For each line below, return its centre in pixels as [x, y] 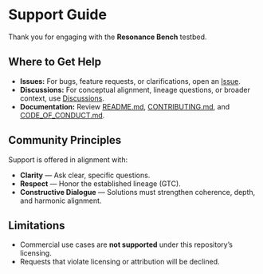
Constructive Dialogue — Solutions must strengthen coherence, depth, [137, 192]
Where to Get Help [55, 62]
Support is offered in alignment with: [68, 159]
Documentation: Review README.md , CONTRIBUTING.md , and [125, 106]
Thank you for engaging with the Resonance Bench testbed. [108, 37]
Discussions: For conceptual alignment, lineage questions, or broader [135, 89]
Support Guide [58, 15]
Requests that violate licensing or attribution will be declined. [120, 262]
